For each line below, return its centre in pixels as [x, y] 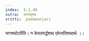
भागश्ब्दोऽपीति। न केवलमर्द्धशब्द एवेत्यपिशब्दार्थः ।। [45, 33]
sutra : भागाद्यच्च [21, 14]
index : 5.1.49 [21, 10]
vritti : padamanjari [28, 19]
